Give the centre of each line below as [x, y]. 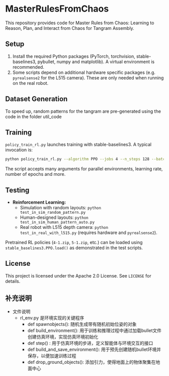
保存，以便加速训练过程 [52, 356]
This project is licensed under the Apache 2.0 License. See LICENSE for [78, 275]
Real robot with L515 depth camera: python [64, 227]
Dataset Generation [36, 99]
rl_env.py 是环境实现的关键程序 [52, 318]
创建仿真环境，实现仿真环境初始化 [63, 337]
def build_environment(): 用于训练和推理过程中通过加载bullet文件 [95, 330]
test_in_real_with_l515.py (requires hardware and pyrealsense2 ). [89, 232]
